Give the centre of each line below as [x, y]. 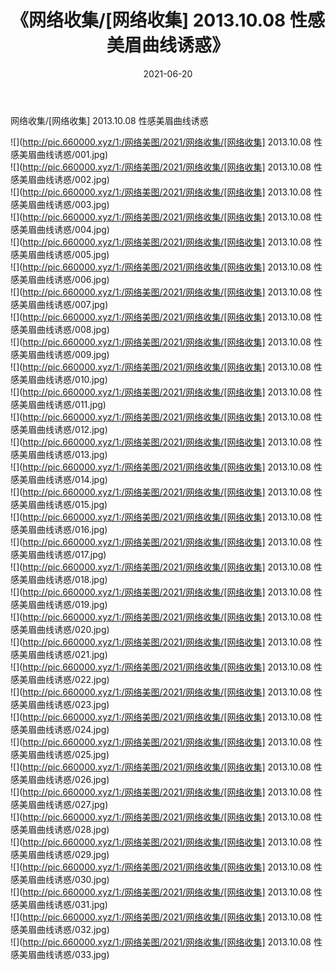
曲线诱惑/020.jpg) [73, 629]
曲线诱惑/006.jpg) [73, 279]
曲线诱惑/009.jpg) [73, 354]
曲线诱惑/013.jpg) [72, 454]
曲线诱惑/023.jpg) [73, 704]
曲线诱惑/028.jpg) [73, 829]
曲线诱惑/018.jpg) [72, 579]
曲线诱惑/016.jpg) [72, 529]
